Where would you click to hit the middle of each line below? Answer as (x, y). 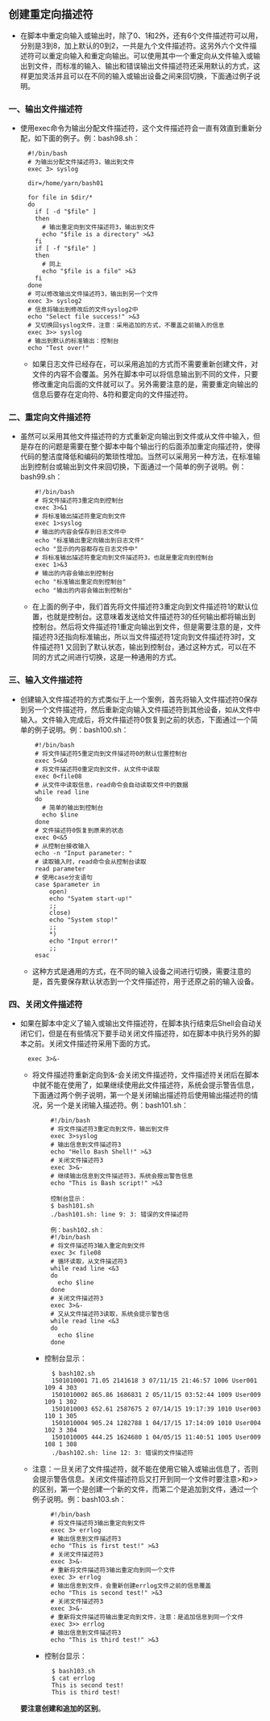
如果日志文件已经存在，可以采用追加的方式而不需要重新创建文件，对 (145, 364)
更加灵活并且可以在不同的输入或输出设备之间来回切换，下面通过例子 (140, 76)
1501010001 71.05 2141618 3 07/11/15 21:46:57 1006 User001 (154, 1381)
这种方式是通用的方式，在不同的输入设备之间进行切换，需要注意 (138, 971)
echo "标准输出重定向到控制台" (81, 582)
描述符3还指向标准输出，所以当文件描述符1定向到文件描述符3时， (140, 637)
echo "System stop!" (84, 920)
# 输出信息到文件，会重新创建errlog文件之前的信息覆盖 (131, 1586)
